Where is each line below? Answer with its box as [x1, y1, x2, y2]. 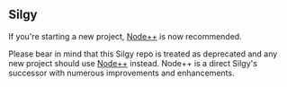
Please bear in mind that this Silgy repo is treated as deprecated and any [8, 48, 278, 59]
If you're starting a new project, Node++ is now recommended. [8, 30, 242, 41]
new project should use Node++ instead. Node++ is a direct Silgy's [8, 57, 258, 68]
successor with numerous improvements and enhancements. [8, 67, 235, 78]
